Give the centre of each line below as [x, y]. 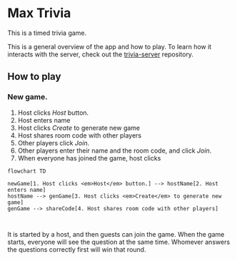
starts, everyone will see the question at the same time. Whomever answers [119, 242]
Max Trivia [39, 13]
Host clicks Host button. [53, 113]
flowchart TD [27, 171]
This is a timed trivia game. [47, 33]
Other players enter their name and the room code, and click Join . [115, 150]
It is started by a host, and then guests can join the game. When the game [116, 234]
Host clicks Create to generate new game [79, 128]
